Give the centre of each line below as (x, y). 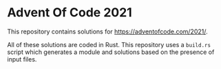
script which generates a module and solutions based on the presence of (111, 52)
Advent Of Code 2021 (70, 13)
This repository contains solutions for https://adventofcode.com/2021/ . (107, 31)
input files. (22, 59)
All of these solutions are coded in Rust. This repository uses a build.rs (109, 44)
